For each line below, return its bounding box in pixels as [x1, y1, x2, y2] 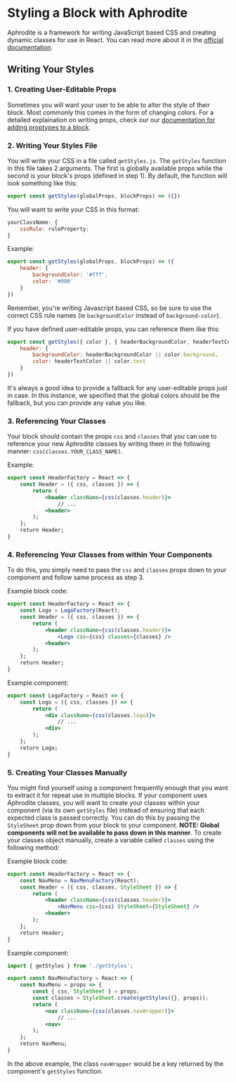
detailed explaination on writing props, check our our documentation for [7, 115, 216, 124]
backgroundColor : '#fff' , [32, 271, 109, 278]
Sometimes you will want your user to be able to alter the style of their [7, 101, 211, 109]
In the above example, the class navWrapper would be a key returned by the [7, 1060, 224, 1068]
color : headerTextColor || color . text [32, 358, 146, 365]
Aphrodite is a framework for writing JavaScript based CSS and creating [7, 28, 216, 37]
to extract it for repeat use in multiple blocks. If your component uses [7, 791, 207, 799]
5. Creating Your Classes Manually [7, 768, 128, 778]
